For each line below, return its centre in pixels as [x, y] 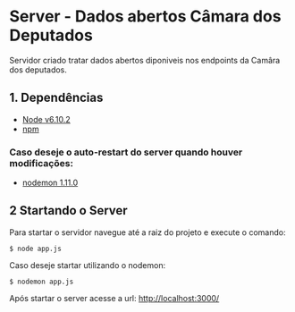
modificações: [42, 163]
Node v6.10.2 [46, 119]
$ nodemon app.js [42, 282]
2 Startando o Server [68, 211]
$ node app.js [36, 249]
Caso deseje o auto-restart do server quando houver [126, 152]
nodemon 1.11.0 [50, 183]
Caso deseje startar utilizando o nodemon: [88, 265]
